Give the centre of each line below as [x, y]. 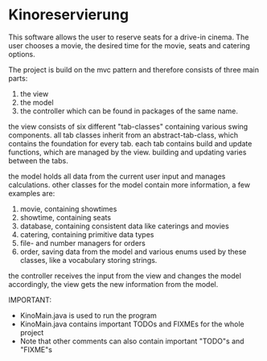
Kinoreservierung [69, 15]
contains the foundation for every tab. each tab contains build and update [130, 143]
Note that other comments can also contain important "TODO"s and [132, 341]
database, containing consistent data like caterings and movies [124, 226]
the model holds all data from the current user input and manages [117, 176]
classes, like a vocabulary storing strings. [88, 260]
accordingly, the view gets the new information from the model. [113, 284]
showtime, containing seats [65, 217]
